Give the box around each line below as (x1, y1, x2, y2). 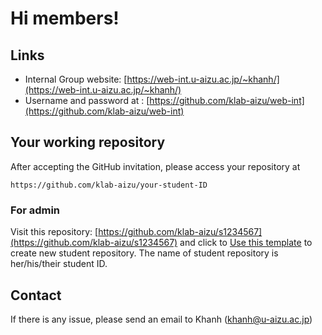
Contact (10, 287, 62, 304)
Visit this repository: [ (10, 226, 99, 238)
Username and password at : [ (24, 95, 150, 106)
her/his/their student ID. (10, 258, 108, 270)
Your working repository (10, 134, 166, 151)
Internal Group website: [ (24, 73, 128, 85)
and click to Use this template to (179, 237, 313, 249)
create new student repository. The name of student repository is (10, 247, 279, 259)
